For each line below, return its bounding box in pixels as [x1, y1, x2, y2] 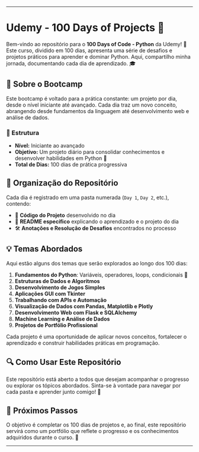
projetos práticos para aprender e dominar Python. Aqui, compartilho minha [6, 53, 191, 60]
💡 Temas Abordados [6, 244, 83, 254]
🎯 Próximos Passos [6, 405, 78, 415]
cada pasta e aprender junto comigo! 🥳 [6, 389, 101, 396]
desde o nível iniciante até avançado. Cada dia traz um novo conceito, [6, 101, 178, 108]
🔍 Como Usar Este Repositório [6, 357, 121, 367]
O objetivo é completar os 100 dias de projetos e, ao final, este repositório [6, 421, 187, 428]
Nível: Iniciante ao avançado [14, 142, 85, 149]
